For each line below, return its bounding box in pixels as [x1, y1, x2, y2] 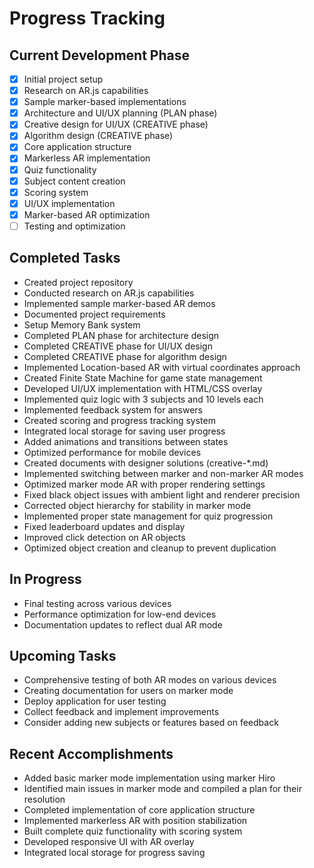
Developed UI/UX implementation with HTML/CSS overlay [23, 382, 263, 394]
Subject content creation [23, 175, 126, 187]
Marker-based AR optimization [23, 208, 151, 221]
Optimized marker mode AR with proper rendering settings [23, 478, 266, 490]
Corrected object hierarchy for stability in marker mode [23, 499, 252, 511]
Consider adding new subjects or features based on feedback [23, 717, 279, 729]
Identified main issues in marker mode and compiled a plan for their [23, 783, 302, 795]
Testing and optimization [23, 220, 126, 232]
